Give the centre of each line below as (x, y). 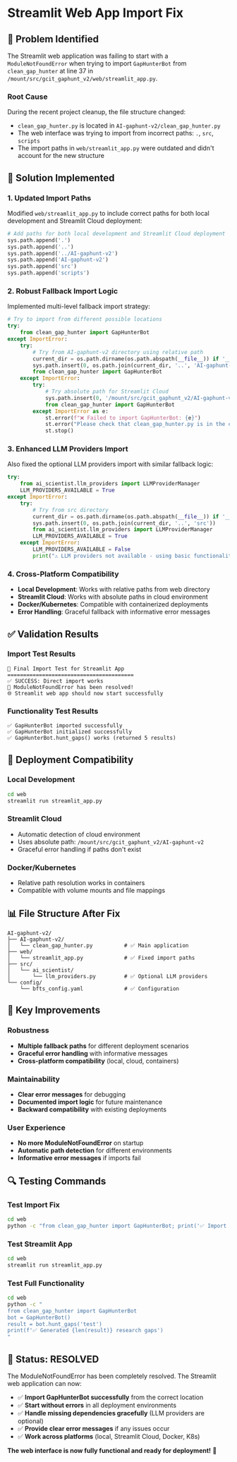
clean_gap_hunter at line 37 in (50, 71)
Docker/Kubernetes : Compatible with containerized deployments (113, 604)
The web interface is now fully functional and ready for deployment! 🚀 (112, 1450)
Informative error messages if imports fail (79, 1158)
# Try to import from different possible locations (85, 319)
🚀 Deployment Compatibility (71, 760)
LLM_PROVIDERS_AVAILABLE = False (82, 549)
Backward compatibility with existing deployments (92, 1109)
